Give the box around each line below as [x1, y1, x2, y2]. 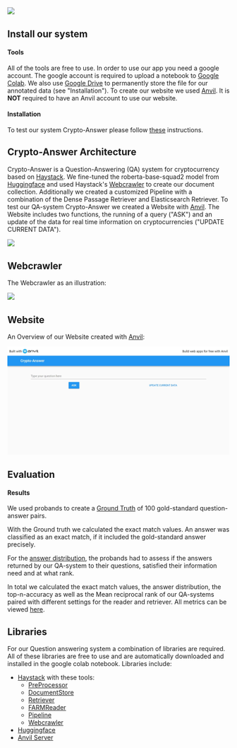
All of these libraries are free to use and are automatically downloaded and [7, 652, 224, 660]
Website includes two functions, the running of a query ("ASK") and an [7, 210, 213, 218]
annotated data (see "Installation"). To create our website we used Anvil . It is [7, 86, 230, 95]
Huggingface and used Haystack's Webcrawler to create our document [7, 180, 215, 188]
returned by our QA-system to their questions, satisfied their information [7, 561, 217, 570]
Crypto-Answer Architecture [7, 146, 137, 158]
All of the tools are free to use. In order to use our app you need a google [7, 64, 220, 72]
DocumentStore [28, 689, 74, 696]
